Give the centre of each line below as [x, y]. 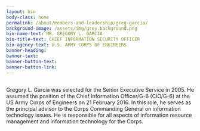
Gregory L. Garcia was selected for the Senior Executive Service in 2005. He [100, 89]
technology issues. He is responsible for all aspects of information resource [99, 115]
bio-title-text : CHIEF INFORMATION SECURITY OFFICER [73, 39]
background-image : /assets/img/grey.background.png [72, 28]
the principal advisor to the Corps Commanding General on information [93, 108]
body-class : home [28, 17]
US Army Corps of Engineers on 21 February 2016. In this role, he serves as [99, 102]
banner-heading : [26, 51]
